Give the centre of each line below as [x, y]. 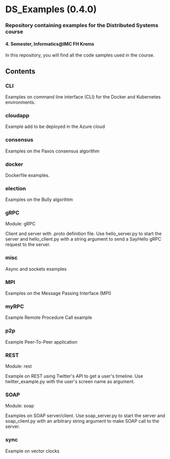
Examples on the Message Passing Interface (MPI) [58, 293]
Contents [20, 71]
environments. [20, 102]
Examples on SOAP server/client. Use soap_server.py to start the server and [85, 416]
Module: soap [20, 406]
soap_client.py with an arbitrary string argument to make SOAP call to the [82, 421]
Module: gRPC [20, 224]
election [16, 188]
